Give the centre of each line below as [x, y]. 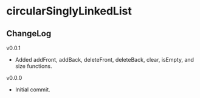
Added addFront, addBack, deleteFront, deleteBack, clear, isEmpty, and [105, 60]
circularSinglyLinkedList [69, 11]
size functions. [33, 66]
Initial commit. [33, 90]
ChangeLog [29, 34]
